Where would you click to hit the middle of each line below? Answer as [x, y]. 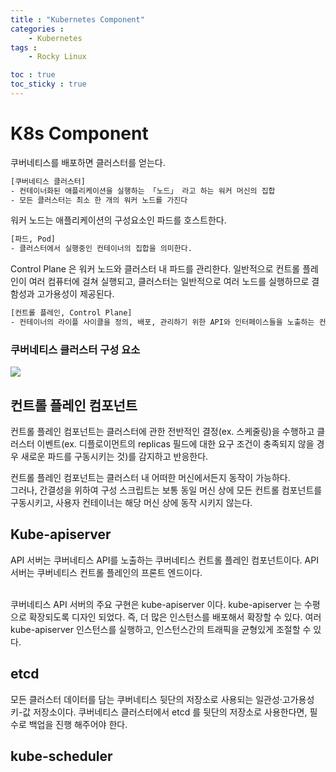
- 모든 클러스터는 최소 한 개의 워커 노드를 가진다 [99, 200]
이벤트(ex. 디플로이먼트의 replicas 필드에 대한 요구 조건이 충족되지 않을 [175, 444]
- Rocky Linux [57, 57]
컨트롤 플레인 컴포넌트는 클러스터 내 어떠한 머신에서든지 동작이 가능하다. [150, 478]
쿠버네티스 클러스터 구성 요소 [75, 349]
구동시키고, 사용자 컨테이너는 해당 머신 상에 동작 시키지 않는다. [131, 503]
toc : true [33, 75]
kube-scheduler [61, 756]
